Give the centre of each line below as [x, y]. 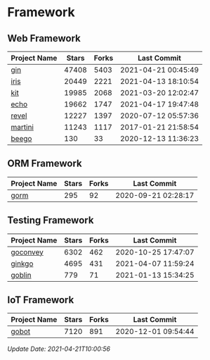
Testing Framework [51, 220]
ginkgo [22, 263]
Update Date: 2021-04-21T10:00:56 [59, 349]
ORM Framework [45, 164]
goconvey [27, 252]
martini [22, 127]
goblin [21, 275]
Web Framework [44, 38]
